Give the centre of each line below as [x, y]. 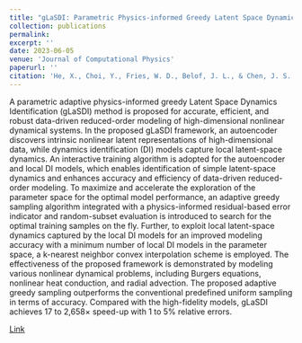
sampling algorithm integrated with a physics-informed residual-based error [150, 207]
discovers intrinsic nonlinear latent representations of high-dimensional [141, 139]
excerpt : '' [31, 43]
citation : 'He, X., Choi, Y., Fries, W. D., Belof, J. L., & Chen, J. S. [151, 76]
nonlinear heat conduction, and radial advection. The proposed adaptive [143, 283]
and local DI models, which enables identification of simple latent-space [142, 168]
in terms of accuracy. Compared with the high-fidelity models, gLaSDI [138, 302]
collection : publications [58, 26]
